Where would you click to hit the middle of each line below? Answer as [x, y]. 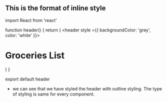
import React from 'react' [31, 20]
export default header [27, 79]
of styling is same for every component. [53, 94]
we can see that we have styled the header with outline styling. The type [87, 88]
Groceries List [35, 55]
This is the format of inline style [55, 8]
